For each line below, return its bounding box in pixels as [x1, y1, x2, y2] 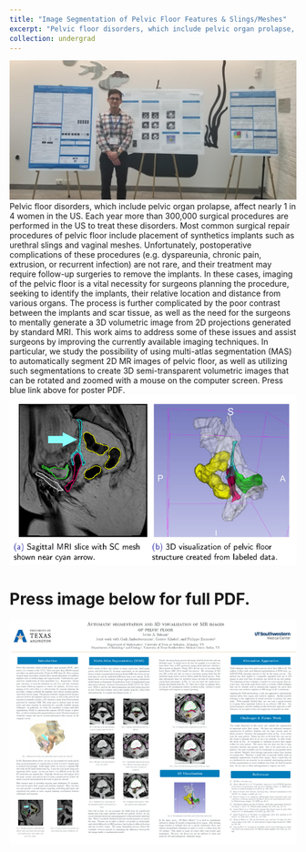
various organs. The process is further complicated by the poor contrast [9, 297, 280, 309]
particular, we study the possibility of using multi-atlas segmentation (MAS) [9, 346, 292, 357]
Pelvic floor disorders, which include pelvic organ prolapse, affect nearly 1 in [9, 200, 296, 211]
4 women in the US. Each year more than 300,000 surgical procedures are [9, 210, 289, 221]
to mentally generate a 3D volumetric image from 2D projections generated [9, 317, 291, 328]
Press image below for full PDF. [9, 589, 250, 610]
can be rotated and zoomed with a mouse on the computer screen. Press [9, 374, 284, 386]
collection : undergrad [9, 34, 96, 43]
